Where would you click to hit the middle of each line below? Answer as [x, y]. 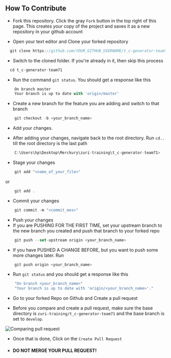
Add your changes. [33, 128]
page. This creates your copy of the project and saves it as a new [81, 26]
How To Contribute [36, 8]
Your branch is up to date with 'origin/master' [67, 94]
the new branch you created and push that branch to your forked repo [86, 231]
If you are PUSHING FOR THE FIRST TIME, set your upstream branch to [87, 225]
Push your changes [33, 220]
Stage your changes [34, 162]
